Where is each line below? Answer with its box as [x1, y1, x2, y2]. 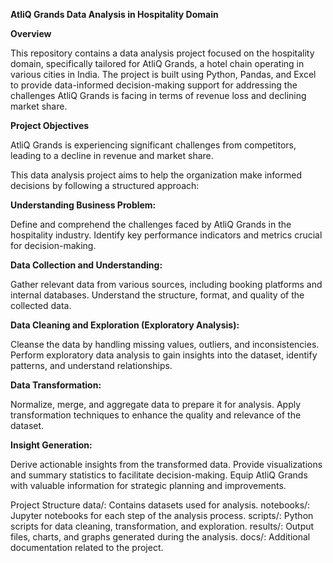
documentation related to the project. [10, 542, 164, 553]
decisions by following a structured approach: [10, 180, 200, 191]
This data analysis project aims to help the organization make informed [10, 169, 302, 181]
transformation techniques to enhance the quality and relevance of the [10, 409, 302, 421]
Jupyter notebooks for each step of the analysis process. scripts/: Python [10, 510, 314, 521]
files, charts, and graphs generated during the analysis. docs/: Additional [10, 531, 311, 543]
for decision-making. [10, 240, 97, 251]
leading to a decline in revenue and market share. [10, 150, 214, 161]
